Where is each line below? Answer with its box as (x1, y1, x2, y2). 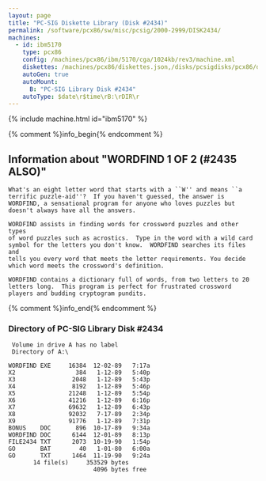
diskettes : (22, 63, 59, 71)
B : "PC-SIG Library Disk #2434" (28, 85, 136, 93)
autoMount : (22, 78, 59, 85)
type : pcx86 (22, 48, 62, 56)
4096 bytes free (93, 466, 147, 474)
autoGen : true (22, 70, 69, 78)
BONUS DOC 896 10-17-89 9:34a (8, 424, 150, 432)
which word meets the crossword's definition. (8, 262, 165, 270)
